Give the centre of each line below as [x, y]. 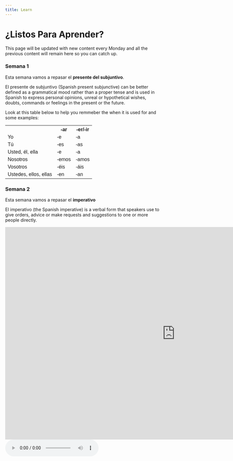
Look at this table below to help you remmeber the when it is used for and [81, 112]
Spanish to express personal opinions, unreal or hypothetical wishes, [76, 97]
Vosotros [17, 167]
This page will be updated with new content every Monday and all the [76, 48]
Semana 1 [17, 66]
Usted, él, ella [23, 152]
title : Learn [19, 10]
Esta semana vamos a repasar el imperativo [51, 200]
